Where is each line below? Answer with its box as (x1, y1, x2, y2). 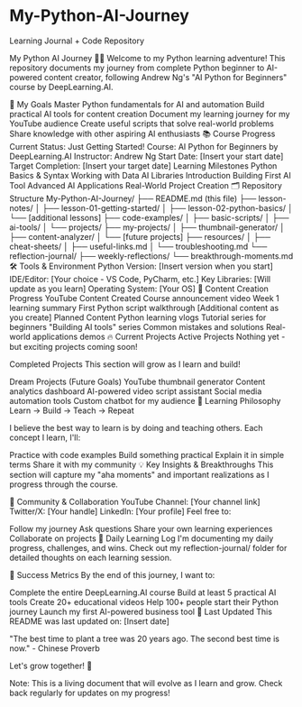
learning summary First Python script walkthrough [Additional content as (9, 302, 279, 313)
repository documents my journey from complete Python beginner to (9, 62, 265, 73)
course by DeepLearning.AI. (9, 81, 114, 92)
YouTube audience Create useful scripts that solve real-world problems (9, 118, 275, 129)
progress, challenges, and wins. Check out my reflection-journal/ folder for (9, 542, 288, 553)
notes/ (9, 202, 33, 213)
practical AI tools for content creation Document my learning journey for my (9, 108, 290, 119)
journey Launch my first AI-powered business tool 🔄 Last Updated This (9, 606, 273, 617)
